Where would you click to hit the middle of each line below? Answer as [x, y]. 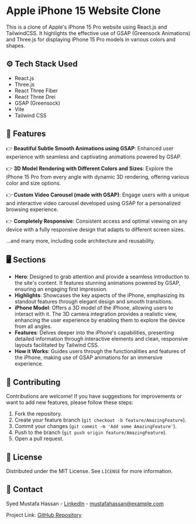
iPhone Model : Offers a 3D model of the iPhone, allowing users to [94, 308]
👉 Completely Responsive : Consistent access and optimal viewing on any [97, 221]
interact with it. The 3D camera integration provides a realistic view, [96, 314]
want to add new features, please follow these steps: [70, 402]
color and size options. [34, 183]
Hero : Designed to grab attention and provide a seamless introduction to [102, 277]
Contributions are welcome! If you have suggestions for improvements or [94, 397]
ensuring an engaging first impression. [61, 289]
